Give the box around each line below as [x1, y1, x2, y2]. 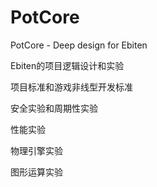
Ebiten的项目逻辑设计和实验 [10, 59, 125, 71]
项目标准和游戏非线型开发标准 [10, 81, 133, 93]
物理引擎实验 [10, 144, 63, 156]
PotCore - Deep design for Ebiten [10, 39, 148, 51]
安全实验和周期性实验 [10, 102, 98, 114]
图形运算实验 [10, 166, 63, 178]
